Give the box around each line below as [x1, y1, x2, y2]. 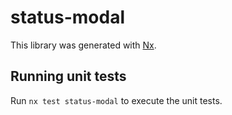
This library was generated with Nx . [10, 39, 157, 51]
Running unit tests [10, 68, 127, 85]
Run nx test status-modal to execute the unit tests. [10, 94, 223, 106]
